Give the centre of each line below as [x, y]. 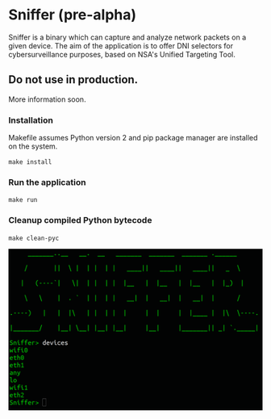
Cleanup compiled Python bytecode [80, 220]
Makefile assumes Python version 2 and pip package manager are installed [133, 138]
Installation [31, 120]
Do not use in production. [73, 80]
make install [30, 162]
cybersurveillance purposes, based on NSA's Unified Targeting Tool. [122, 54]
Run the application [47, 182]
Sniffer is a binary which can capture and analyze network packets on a [127, 37]
